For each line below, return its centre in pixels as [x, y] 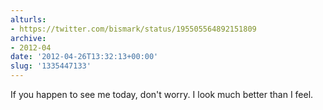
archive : [28, 38]
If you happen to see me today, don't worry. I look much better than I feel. [162, 94]
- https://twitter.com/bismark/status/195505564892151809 [133, 29]
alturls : [28, 19]
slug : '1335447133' [51, 66]
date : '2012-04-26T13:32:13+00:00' [84, 57]
